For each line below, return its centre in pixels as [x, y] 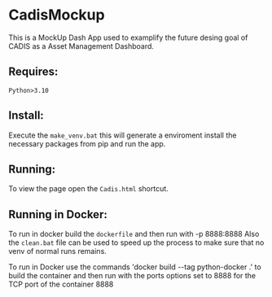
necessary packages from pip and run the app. [87, 143]
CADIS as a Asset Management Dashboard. [81, 46]
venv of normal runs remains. [58, 251]
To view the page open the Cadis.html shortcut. [88, 189]
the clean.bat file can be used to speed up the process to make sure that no [136, 242]
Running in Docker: [58, 214]
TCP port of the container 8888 [61, 284]
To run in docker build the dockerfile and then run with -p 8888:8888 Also [134, 234]
